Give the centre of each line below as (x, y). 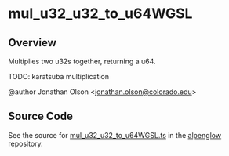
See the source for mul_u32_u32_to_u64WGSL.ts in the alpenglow (115, 135)
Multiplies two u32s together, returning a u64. (82, 61)
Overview (33, 43)
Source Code (40, 116)
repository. (25, 143)
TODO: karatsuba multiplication (59, 76)
